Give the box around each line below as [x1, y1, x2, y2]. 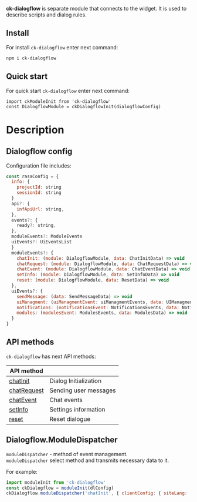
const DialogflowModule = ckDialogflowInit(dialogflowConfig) [6, 103, 161, 109]
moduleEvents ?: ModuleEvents [11, 233, 83, 240]
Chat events [49, 396, 83, 404]
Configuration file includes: [6, 162, 72, 169]
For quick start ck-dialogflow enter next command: [6, 87, 130, 94]
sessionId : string [16, 190, 62, 196]
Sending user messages [49, 386, 116, 394]
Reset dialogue [49, 414, 91, 423]
